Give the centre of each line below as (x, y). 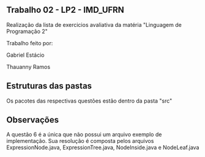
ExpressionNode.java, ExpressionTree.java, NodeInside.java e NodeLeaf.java (103, 148)
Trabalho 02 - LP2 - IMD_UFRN (65, 10)
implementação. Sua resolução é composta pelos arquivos (80, 141)
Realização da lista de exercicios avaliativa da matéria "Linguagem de (94, 24)
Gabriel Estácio (25, 55)
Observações (33, 120)
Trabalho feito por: (30, 43)
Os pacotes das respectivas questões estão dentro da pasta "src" (89, 101)
